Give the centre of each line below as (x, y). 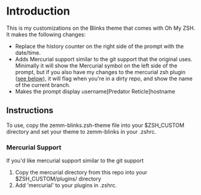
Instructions (30, 111)
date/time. (28, 52)
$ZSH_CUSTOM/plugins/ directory (58, 179)
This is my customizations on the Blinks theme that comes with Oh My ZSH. (101, 28)
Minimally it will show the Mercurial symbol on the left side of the (96, 66)
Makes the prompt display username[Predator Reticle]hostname (95, 91)
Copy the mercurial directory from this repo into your (81, 173)
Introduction (38, 11)
